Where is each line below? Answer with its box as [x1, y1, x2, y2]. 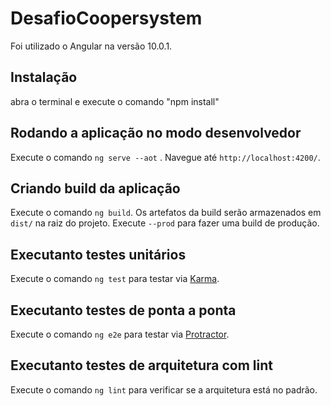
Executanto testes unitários [10, 246, 187, 263]
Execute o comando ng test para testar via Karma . [10, 273, 220, 285]
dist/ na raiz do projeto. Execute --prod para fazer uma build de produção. [10, 217, 320, 229]
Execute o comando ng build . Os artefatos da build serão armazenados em [10, 207, 322, 219]
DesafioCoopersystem [10, 7, 203, 30]
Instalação [10, 69, 78, 86]
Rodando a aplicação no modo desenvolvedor [10, 125, 302, 142]
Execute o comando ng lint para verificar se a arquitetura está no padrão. [10, 383, 318, 396]
